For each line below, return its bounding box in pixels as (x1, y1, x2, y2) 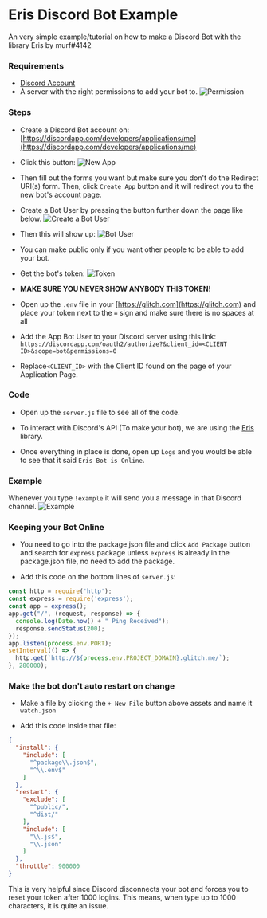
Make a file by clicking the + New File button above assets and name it (19, 699, 253, 708)
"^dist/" (29, 810, 59, 818)
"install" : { (15, 743, 59, 752)
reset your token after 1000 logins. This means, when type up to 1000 (8, 892, 237, 902)
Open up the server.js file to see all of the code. (19, 407, 181, 417)
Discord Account (19, 78, 76, 88)
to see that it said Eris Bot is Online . (19, 455, 145, 465)
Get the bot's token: (19, 269, 85, 278)
